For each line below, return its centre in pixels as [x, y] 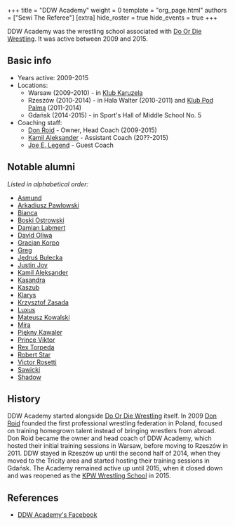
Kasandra [31, 280]
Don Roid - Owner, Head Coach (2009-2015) [93, 130]
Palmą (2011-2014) [55, 108]
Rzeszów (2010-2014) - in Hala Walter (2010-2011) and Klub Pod [121, 100]
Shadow [29, 377]
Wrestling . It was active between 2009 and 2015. [78, 39]
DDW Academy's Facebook [57, 515]
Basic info [29, 61]
